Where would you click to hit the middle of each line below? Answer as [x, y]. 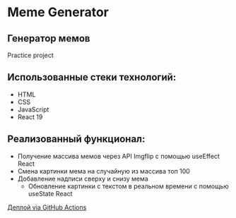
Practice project [31, 55]
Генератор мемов [49, 38]
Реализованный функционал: [76, 139]
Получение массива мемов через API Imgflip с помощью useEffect [119, 156]
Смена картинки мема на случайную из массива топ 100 [104, 171]
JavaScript [33, 109]
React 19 [30, 116]
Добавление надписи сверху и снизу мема [83, 178]
